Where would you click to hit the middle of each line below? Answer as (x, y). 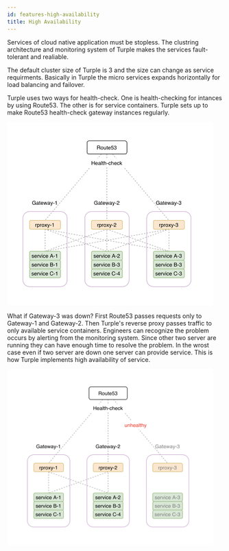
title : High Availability (44, 22)
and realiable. (49, 57)
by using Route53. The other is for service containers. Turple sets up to (108, 105)
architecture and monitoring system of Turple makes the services (99, 49)
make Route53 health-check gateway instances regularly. (88, 112)
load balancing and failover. (46, 84)
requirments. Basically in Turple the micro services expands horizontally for (114, 77)
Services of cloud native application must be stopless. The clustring (103, 42)
